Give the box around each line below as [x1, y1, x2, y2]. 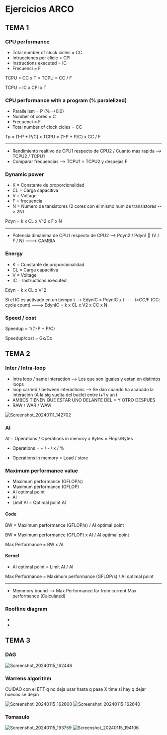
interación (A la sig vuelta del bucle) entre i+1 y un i [12, 392, 118, 398]
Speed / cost [5, 314, 36, 321]
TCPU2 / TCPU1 [12, 153, 45, 160]
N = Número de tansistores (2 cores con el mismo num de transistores [12, 203, 157, 209]
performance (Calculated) [12, 593, 66, 599]
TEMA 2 [5, 349, 31, 358]
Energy [5, 250, 23, 257]
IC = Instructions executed [12, 277, 67, 283]
